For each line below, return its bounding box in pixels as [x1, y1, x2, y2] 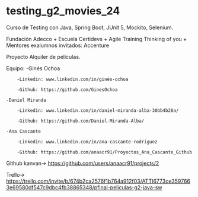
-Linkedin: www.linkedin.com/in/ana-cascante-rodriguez [17, 139, 158, 145]
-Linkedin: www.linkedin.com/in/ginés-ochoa [17, 76, 129, 82]
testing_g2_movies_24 [6, 4, 120, 18]
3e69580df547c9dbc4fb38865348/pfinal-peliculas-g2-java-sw [6, 183, 162, 191]
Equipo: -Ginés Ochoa [6, 64, 60, 72]
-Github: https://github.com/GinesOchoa [17, 86, 118, 93]
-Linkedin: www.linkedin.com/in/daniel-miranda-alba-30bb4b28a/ [17, 107, 179, 114]
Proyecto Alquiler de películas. [6, 53, 81, 60]
